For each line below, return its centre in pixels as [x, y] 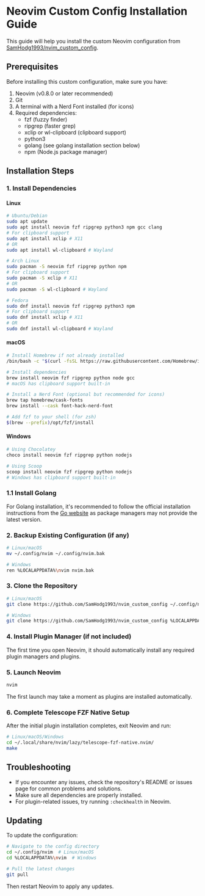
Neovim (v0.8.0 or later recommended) [64, 93]
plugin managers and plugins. [44, 656]
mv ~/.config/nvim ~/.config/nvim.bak [56, 553]
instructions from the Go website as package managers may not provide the [102, 513]
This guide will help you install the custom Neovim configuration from [93, 41]
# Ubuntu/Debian [27, 216]
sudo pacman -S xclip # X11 [42, 278]
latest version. [24, 519]
